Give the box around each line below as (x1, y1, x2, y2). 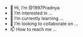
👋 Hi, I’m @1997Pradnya (10, 5, 60, 10)
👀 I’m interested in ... (10, 10, 53, 16)
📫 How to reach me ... (10, 26, 57, 32)
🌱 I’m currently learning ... (10, 15, 64, 21)
